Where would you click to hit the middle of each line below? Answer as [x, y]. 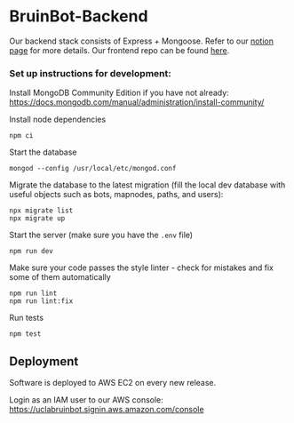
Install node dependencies [58, 120]
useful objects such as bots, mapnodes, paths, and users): [116, 195]
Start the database [43, 152]
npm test [25, 334]
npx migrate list [41, 211]
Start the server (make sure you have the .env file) [101, 235]
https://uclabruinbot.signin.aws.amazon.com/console [107, 410]
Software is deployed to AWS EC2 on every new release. [113, 383]
